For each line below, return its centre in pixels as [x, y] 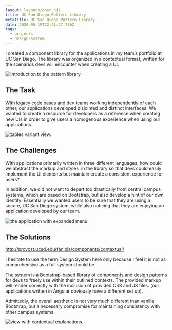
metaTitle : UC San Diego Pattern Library [50, 20]
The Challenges [31, 151]
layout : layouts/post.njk [33, 10]
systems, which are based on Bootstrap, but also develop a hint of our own [84, 195]
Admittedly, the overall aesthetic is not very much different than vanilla [80, 301]
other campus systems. [30, 312]
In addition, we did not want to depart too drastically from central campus [83, 189]
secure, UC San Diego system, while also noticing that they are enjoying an [85, 205]
